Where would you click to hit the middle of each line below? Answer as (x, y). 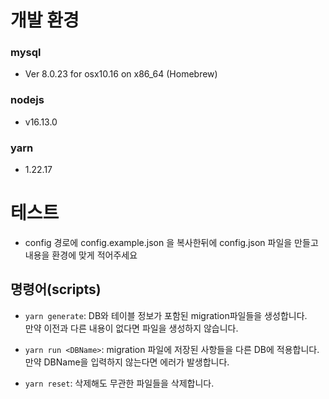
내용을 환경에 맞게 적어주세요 (81, 255)
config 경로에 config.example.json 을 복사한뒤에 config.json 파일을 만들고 (171, 243)
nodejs (27, 100)
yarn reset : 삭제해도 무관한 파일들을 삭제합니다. (119, 383)
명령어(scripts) (56, 289)
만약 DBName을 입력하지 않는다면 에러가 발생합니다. (127, 362)
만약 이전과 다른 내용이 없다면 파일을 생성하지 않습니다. (131, 328)
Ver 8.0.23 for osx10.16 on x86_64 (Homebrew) (121, 74)
